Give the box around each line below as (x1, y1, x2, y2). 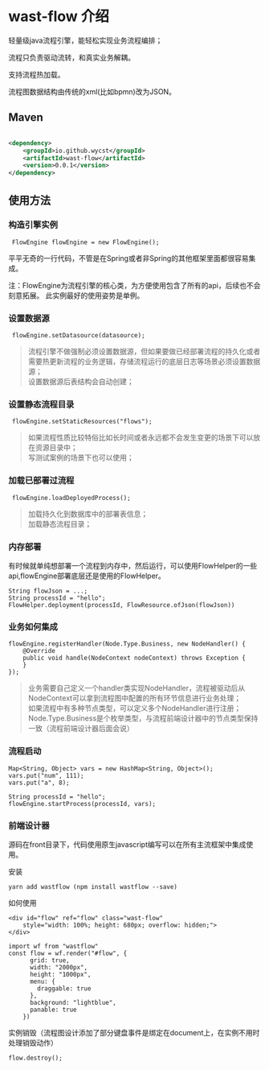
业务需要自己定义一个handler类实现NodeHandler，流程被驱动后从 (27, 684, 246, 693)
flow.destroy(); (8, 1054, 63, 1062)
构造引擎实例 (8, 219, 59, 230)
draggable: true (37, 984, 92, 993)
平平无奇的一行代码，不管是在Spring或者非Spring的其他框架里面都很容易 (8, 253, 249, 262)
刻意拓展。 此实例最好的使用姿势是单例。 (8, 291, 145, 300)
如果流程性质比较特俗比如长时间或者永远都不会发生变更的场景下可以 (27, 432, 254, 443)
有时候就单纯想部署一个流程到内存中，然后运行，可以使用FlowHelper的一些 (8, 561, 258, 570)
